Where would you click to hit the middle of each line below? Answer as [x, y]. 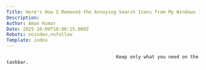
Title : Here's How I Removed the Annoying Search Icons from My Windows [101, 12]
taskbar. [17, 62]
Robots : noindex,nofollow [39, 35]
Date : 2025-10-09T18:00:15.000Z [48, 29]
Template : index [27, 40]
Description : [23, 18]
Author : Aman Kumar [31, 23]
